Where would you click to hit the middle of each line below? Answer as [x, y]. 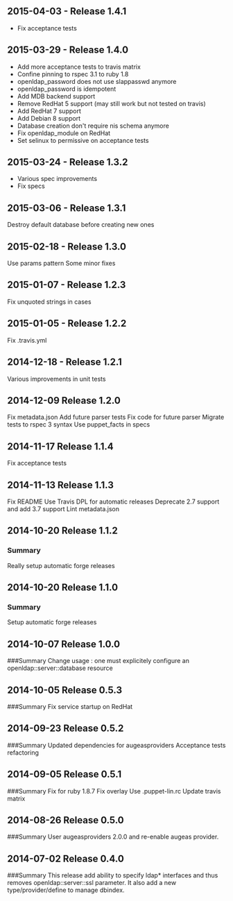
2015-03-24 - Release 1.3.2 [68, 162]
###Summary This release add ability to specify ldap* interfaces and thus [113, 875]
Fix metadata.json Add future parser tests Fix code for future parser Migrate [116, 417]
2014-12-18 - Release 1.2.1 [65, 362]
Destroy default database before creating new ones [81, 225]
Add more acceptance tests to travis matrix [79, 67]
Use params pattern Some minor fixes [61, 264]
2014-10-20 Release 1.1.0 [63, 588]
